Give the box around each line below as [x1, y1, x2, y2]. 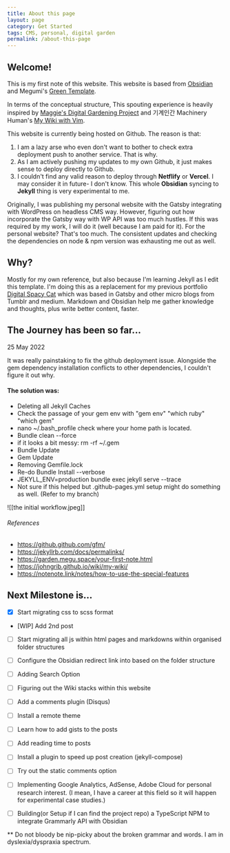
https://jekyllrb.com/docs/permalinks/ [17, 548, 125, 556]
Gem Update [17, 453, 54, 461]
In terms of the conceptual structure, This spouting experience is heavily [7, 100, 213, 108]
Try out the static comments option [17, 767, 117, 775]
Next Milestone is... [7, 590, 93, 601]
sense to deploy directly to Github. [17, 165, 115, 173]
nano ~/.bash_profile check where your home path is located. [17, 423, 192, 432]
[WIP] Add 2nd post [17, 621, 74, 630]
